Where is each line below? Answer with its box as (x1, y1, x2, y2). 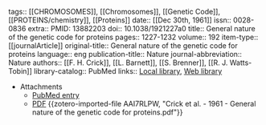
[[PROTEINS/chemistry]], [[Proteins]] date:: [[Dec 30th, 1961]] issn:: (8, 15, 231, 25)
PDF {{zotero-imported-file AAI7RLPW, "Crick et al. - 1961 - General (31, 99, 256, 108)
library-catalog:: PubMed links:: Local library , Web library (33, 67, 223, 75)
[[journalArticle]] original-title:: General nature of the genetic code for (8, 41, 239, 50)
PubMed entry (31, 91, 80, 99)
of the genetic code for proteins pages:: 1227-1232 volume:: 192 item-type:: (8, 32, 259, 42)
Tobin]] (8, 67, 32, 75)
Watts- (229, 58, 252, 67)
